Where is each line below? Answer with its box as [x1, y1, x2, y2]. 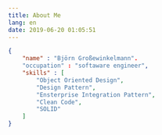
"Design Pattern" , [36, 83, 96, 91]
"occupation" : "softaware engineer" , [22, 62, 149, 70]
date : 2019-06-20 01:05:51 [8, 26, 96, 34]
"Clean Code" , [36, 98, 82, 106]
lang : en [8, 19, 37, 27]
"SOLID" [36, 105, 61, 113]
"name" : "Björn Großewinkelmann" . [22, 55, 139, 62]
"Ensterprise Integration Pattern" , [36, 91, 156, 98]
